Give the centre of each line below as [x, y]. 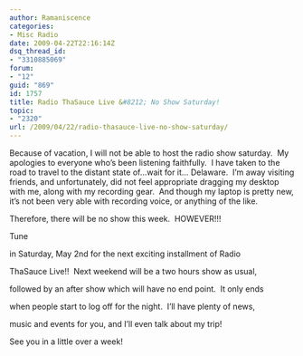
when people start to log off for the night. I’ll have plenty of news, [133, 306]
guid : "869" [32, 85]
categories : [32, 26]
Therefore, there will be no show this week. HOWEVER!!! [115, 219]
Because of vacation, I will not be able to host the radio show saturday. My [149, 153]
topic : [22, 111]
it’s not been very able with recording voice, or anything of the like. [134, 201]
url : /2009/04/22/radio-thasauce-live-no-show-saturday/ [119, 128]
